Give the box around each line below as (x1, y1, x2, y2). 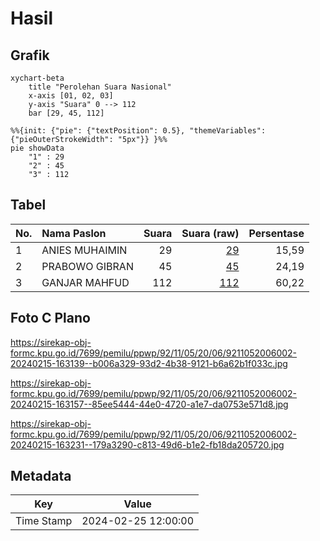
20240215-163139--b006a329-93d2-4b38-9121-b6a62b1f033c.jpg (10, 357, 288, 369)
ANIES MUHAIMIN (41, 243, 128, 257)
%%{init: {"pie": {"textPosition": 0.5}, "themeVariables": (10, 126, 267, 136)
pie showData (10, 143, 65, 153)
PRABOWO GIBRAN (41, 259, 134, 273)
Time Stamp (15, 514, 73, 528)
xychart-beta (10, 73, 65, 83)
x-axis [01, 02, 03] (28, 91, 114, 101)
